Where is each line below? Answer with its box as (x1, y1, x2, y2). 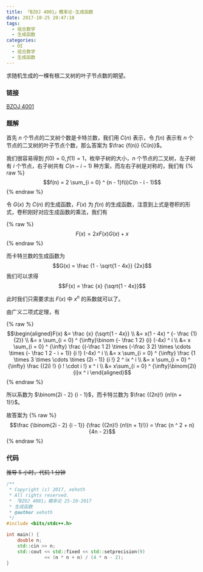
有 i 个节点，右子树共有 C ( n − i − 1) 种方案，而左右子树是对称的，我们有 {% (6, 162, 193, 170)
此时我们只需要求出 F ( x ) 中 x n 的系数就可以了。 (6, 294, 124, 302)
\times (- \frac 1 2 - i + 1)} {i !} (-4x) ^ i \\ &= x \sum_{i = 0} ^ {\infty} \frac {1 (9, 349, 196, 357)
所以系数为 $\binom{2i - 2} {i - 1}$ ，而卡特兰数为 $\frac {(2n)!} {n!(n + (6, 391, 182, 398)
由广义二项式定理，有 (6, 308, 60, 315)
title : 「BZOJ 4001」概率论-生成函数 (6, 9, 94, 15)
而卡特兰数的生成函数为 (6, 252, 65, 260)
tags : (6, 20, 20, 26)
